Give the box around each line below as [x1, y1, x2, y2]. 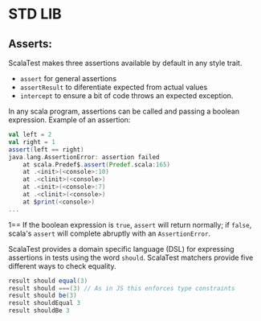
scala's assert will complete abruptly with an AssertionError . [8, 228, 211, 238]
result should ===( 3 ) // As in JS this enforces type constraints [8, 284, 235, 292]
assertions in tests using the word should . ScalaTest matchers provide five [8, 253, 254, 262]
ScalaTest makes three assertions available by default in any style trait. [8, 58, 243, 68]
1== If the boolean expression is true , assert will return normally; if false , [8, 220, 252, 229]
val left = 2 [8, 130, 52, 138]
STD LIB [8, 5, 62, 23]
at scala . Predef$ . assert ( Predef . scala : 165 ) [22, 160, 171, 169]
